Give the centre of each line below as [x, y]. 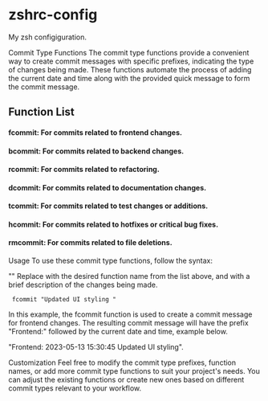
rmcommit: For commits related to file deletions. [90, 243]
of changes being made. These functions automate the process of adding [130, 69]
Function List [41, 112]
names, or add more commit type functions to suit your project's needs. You [134, 371]
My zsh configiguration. [47, 37]
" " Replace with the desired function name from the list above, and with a [129, 276]
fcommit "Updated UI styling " [64, 300]
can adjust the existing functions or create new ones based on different [126, 380]
